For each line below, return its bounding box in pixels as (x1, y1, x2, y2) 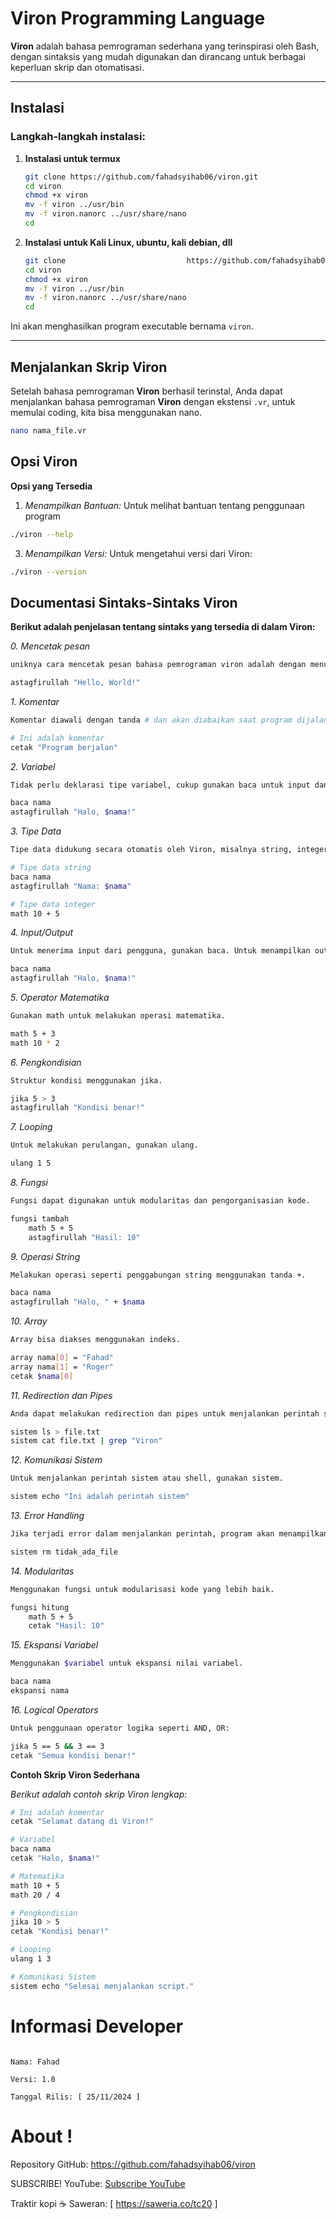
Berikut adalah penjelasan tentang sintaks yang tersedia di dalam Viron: (10, 621, 316, 633)
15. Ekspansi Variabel (10, 1639, 99, 1651)
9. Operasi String (10, 1250, 81, 1262)
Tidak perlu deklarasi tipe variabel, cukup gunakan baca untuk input (10, 780, 311, 790)
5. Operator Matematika (10, 992, 110, 1004)
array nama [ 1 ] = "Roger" (10, 1362, 114, 1372)
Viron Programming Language (10, 7, 266, 30)
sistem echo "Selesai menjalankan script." (10, 1981, 195, 1991)
